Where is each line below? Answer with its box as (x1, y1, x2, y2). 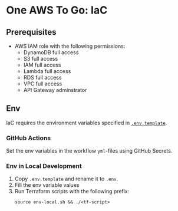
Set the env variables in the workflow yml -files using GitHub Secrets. (6, 147, 173, 154)
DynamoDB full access (23, 49, 79, 56)
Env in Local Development (6, 162, 83, 170)
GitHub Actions (6, 134, 51, 142)
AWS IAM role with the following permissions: (14, 42, 126, 50)
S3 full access (23, 55, 58, 62)
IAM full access (23, 61, 61, 68)
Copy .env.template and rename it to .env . (14, 175, 118, 183)
